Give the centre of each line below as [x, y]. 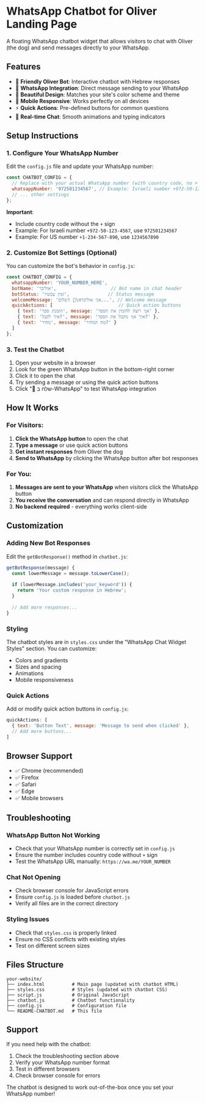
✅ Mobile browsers [39, 798]
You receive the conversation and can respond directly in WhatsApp [102, 500]
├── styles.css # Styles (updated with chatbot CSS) [87, 989]
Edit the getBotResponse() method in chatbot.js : [67, 556]
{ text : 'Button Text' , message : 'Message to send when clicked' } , [101, 726]
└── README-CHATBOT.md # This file [54, 1011]
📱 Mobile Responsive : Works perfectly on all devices [82, 101]
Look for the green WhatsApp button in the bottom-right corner [95, 369]
